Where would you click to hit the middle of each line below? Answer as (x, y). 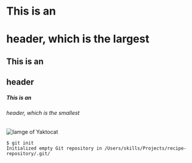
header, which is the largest (78, 39)
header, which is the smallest (43, 113)
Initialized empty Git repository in (54, 148)
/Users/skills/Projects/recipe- (146, 148)
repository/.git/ (28, 153)
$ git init (20, 143)
